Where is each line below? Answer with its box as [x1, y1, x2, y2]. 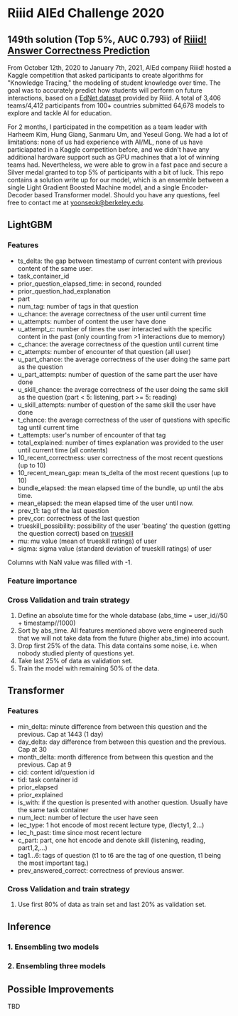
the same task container [17, 805, 89, 814]
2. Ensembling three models [7, 961, 107, 971]
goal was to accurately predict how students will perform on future [7, 86, 202, 94]
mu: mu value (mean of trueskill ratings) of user [17, 536, 157, 545]
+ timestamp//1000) [17, 618, 76, 627]
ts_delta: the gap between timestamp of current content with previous [17, 256, 222, 265]
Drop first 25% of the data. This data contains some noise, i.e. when [17, 641, 218, 650]
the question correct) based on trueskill [17, 529, 134, 537]
